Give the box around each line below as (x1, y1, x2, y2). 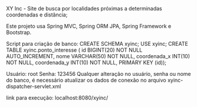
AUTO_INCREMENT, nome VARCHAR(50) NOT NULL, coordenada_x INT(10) (6, 53, 191, 59)
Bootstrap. (6, 29, 32, 36)
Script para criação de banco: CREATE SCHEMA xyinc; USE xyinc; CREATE (6, 41, 189, 47)
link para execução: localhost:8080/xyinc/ (6, 94, 109, 101)
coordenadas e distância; (6, 11, 68, 18)
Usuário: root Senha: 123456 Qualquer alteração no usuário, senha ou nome (6, 71, 191, 77)
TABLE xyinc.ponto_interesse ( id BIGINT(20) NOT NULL (6, 46, 143, 53)
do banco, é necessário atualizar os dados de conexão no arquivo (6, 76, 166, 83)
